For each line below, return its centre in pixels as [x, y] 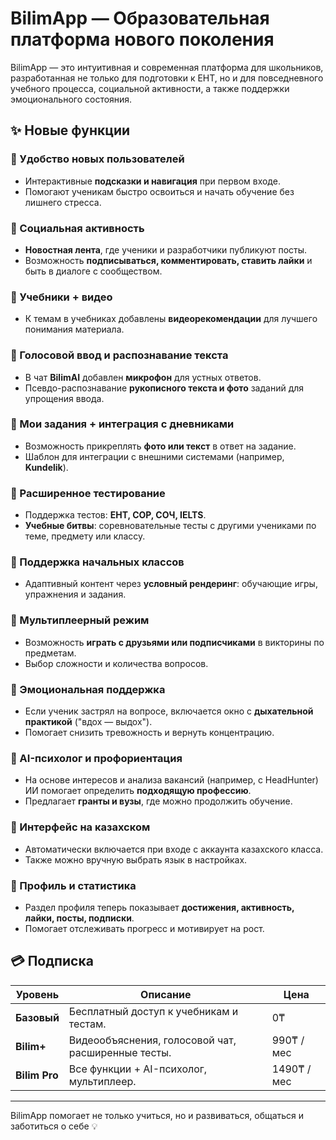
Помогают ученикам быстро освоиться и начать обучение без [159, 191]
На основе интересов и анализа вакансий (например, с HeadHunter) [171, 780]
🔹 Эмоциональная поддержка [88, 689]
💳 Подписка [52, 961]
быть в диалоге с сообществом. [93, 271]
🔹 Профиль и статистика [73, 885]
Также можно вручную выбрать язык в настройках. [136, 859]
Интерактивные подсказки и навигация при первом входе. [152, 181]
